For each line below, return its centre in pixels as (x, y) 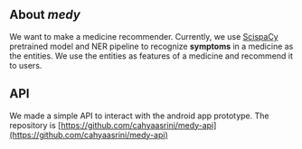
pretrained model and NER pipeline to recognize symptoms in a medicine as (151, 46)
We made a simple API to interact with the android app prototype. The (139, 116)
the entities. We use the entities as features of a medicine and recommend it (151, 56)
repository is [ (35, 125)
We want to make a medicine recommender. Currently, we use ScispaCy (144, 36)
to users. (26, 65)
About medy (45, 15)
